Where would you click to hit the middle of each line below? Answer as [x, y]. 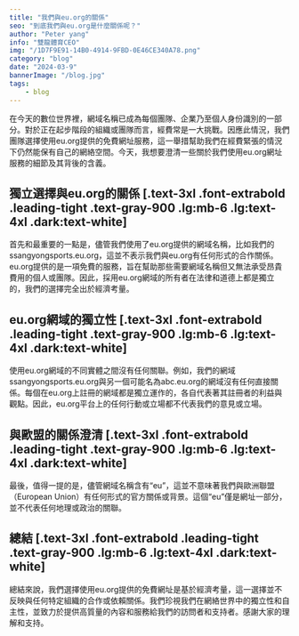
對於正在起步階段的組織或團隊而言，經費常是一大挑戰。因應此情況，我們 [157, 129]
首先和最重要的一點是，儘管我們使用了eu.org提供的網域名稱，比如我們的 [142, 245]
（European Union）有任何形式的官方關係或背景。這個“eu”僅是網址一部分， [148, 496]
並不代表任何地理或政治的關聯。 [68, 507]
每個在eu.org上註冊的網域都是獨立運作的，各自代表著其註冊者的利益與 [154, 393]
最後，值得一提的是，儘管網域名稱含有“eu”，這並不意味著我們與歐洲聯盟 [142, 485]
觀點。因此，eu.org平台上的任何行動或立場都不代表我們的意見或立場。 [138, 404]
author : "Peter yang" [49, 34]
